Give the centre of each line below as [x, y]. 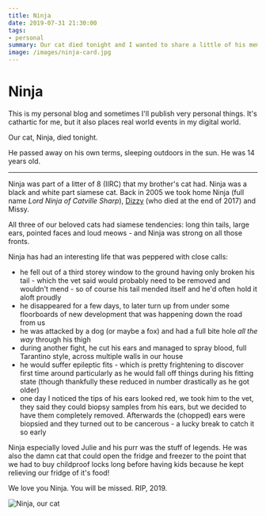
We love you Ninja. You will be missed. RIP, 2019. [88, 487]
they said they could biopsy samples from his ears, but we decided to [133, 407]
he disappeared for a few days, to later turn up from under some [124, 305]
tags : [17, 30]
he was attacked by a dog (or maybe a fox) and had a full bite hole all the [139, 331]
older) [29, 390]
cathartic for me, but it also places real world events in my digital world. [125, 122]
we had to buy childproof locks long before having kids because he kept [126, 464]
